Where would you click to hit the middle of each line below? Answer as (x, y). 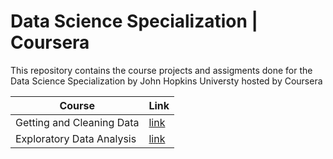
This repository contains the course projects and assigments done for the (161, 70)
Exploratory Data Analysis (76, 138)
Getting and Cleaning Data (77, 122)
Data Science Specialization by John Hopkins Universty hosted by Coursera (166, 81)
